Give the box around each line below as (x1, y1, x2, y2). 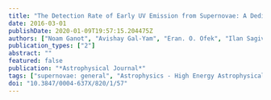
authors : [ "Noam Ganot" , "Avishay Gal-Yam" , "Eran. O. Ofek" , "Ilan (8, 34, 244, 43)
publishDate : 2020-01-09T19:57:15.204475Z (8, 27, 153, 35)
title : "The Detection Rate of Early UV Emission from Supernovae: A (8, 11, 248, 20)
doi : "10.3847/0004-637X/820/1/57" (8, 79, 128, 87)
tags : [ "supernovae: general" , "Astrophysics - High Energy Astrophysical (8, 72, 265, 80)
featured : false (8, 57, 63, 65)
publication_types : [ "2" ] (8, 42, 95, 50)
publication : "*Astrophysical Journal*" (8, 65, 147, 73)
